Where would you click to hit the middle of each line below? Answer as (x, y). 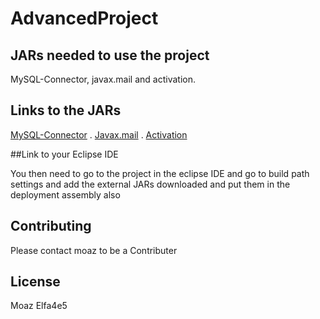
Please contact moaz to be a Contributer (94, 250)
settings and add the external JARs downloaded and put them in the (150, 184)
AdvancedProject (84, 18)
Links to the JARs (66, 110)
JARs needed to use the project (110, 55)
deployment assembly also (65, 194)
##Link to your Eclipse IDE (64, 154)
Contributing (51, 226)
